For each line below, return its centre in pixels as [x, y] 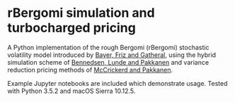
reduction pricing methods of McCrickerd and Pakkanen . [90, 70]
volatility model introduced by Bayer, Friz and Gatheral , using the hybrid [112, 55]
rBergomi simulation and [81, 13]
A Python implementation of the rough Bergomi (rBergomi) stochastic [108, 47]
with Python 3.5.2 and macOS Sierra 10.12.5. [71, 91]
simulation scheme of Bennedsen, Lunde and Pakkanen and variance [108, 62]
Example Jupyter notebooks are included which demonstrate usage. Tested [117, 83]
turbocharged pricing [71, 28]
